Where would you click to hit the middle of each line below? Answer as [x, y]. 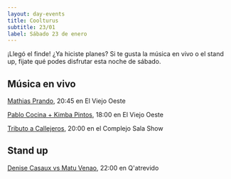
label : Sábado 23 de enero [47, 34]
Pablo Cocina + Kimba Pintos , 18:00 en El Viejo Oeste [85, 115]
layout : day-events [36, 14]
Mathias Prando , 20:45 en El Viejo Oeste [66, 101]
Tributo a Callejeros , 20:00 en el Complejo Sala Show [85, 129]
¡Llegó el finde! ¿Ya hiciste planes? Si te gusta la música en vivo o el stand [116, 54]
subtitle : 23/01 [31, 27]
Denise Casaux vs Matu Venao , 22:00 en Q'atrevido [83, 168]
